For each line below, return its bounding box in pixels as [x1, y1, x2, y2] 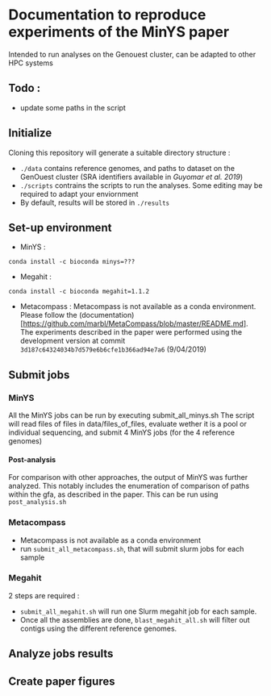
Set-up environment [8, 220, 112, 235]
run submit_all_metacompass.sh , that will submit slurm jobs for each [19, 544, 244, 553]
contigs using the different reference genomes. [19, 623, 177, 633]
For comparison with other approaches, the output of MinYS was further [8, 473, 248, 482]
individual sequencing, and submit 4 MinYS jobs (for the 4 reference [8, 427, 236, 437]
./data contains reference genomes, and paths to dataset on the [19, 163, 236, 173]
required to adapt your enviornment [19, 189, 139, 198]
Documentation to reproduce [8, 6, 206, 24]
